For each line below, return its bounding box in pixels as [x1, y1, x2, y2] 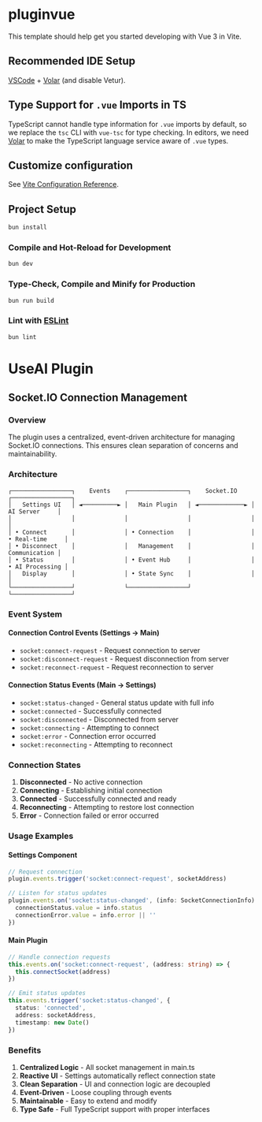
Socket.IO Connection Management [8, 391, 187, 404]
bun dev [8, 260, 34, 268]
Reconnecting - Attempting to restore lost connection [19, 803, 194, 812]
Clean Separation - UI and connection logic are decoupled [19, 1079, 211, 1089]
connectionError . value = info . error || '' [15, 911, 157, 919]
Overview [8, 415, 46, 426]
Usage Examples [8, 830, 74, 841]
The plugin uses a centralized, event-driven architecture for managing [8, 432, 235, 442]
